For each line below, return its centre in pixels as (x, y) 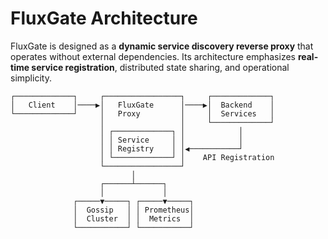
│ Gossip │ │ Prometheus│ (134, 210)
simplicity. (31, 78)
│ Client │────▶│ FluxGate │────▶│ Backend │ (142, 105)
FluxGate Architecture (104, 18)
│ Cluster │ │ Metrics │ (134, 218)
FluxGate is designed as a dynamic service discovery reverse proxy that (162, 46)
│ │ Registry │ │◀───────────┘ (171, 148)
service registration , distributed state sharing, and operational (160, 67)
